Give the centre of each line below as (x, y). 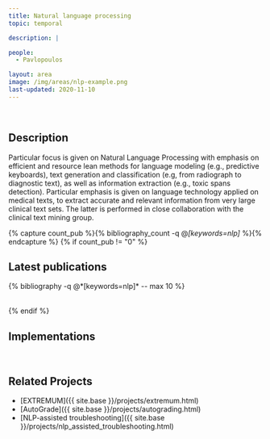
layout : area (30, 75)
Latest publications (58, 267)
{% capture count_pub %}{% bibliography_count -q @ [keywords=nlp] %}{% (135, 233)
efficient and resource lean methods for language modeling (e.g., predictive (134, 165)
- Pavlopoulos (39, 60)
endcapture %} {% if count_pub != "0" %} (78, 241)
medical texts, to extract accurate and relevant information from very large (132, 200)
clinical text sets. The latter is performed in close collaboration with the (126, 209)
